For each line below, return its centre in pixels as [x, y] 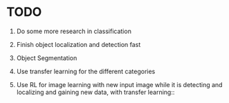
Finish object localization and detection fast [79, 44]
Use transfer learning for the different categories [86, 71]
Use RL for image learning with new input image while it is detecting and [119, 84]
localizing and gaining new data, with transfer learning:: [95, 92]
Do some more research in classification [74, 31]
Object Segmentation [47, 58]
